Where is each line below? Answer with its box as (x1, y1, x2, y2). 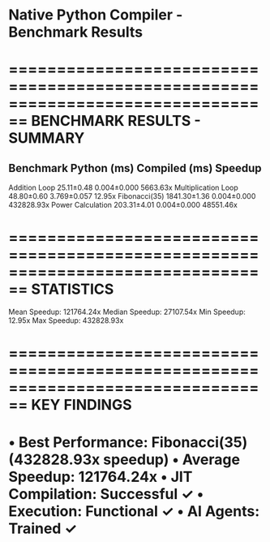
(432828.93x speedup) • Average (8, 450, 241, 468)
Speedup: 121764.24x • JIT (8, 467, 193, 486)
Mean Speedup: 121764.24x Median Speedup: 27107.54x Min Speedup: (8, 307, 246, 317)
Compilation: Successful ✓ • (8, 484, 204, 503)
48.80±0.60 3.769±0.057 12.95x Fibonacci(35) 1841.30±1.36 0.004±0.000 (8, 191, 256, 201)
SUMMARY (8, 129, 85, 148)
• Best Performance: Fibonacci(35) (8, 432, 248, 451)
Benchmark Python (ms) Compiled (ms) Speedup (8, 161, 262, 175)
